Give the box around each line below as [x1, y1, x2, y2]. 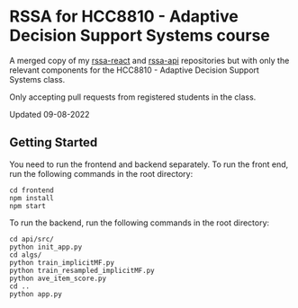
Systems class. [9, 74, 66, 84]
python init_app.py [9, 242, 83, 251]
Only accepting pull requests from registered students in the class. [9, 92, 257, 102]
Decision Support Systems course [9, 25, 270, 46]
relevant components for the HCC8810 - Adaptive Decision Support [9, 65, 259, 75]
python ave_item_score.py [9, 274, 106, 283]
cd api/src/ [9, 234, 54, 243]
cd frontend [9, 186, 54, 195]
